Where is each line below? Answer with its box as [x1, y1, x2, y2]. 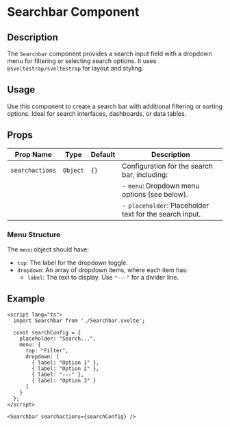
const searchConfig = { [13, 329, 81, 336]
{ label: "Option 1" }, [31, 359, 99, 366]
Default [90, 149, 116, 159]
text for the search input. [122, 209, 201, 219]
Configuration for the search [122, 161, 214, 171]
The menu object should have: [7, 245, 90, 254]
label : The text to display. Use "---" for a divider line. [27, 273, 179, 281]
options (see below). [122, 189, 188, 199]
